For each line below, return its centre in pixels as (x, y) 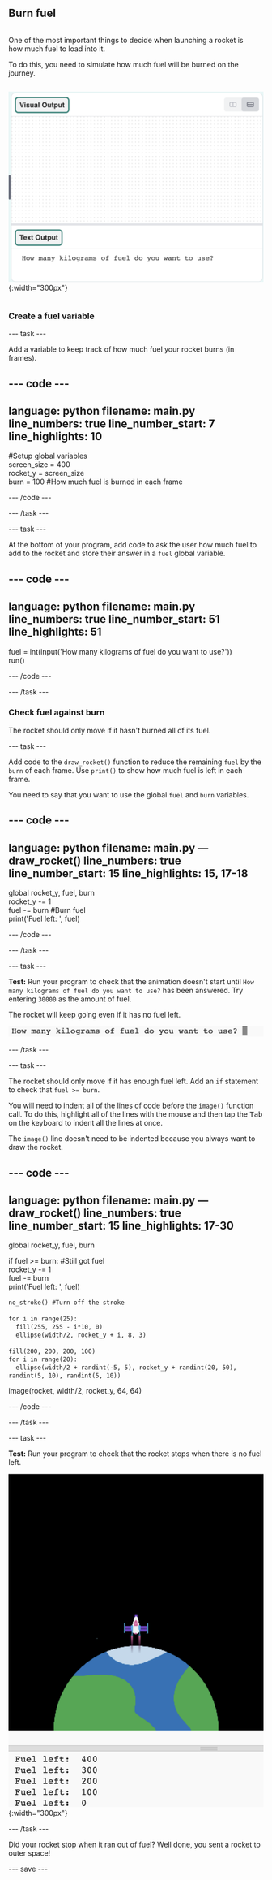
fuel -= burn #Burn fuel (47, 910)
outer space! (30, 1853)
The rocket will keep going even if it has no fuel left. (94, 1015)
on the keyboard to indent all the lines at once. (86, 1123)
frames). (23, 358)
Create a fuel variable (51, 316)
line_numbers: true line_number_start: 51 (114, 619)
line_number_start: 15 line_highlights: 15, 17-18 (128, 873)
